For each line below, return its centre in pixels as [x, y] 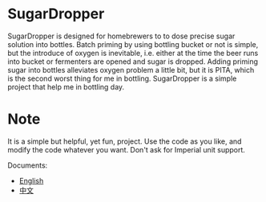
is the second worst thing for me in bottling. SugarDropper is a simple [122, 78]
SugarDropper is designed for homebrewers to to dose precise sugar [121, 36]
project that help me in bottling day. [66, 87]
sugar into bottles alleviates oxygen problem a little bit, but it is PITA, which [131, 69]
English [31, 180]
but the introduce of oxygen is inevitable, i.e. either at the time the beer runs [133, 53]
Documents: [28, 165]
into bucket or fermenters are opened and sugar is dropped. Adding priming [133, 61]
